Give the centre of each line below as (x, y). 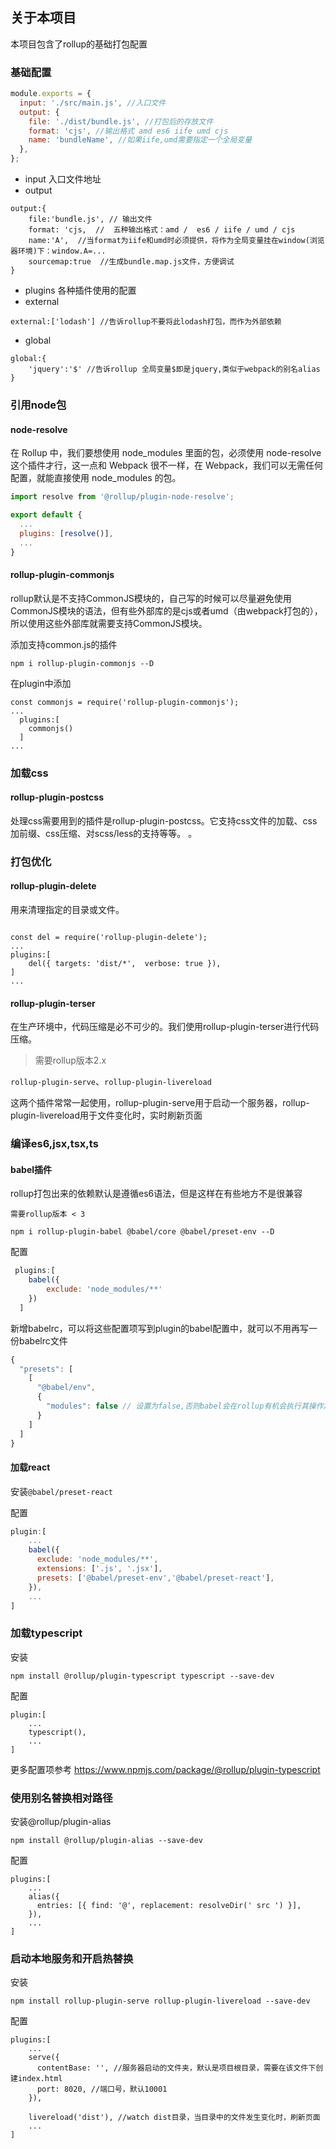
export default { (46, 515)
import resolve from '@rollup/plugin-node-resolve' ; (122, 497)
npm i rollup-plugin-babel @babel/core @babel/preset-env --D (142, 1232)
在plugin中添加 (41, 683)
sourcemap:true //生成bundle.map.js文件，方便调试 (131, 262)
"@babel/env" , (66, 1388)
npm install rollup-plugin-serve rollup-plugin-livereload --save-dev (160, 2001)
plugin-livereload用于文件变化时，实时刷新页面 (106, 1115)
